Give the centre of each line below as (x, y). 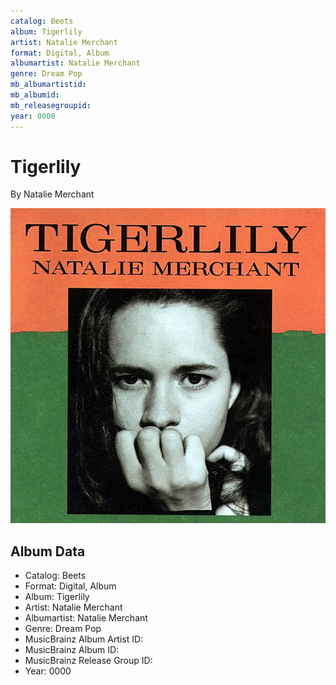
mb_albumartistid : (48, 85)
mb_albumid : (35, 95)
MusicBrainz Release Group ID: (88, 661)
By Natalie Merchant (52, 194)
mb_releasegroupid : (51, 105)
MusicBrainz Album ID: (72, 650)
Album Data (48, 551)
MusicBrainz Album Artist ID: (84, 639)
